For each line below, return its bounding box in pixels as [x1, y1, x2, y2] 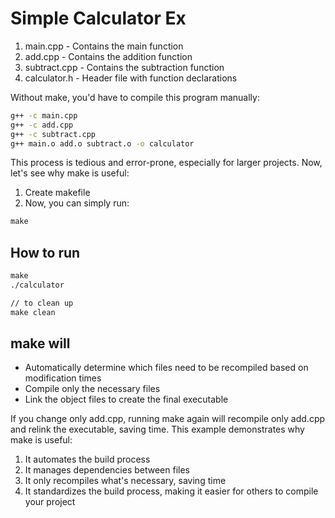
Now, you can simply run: [24, 197, 130, 209]
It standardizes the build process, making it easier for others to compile [24, 485, 319, 497]
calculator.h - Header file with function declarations [24, 72, 238, 84]
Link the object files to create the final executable [24, 393, 229, 406]
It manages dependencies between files [24, 464, 191, 476]
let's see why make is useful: [10, 167, 130, 179]
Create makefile [24, 187, 91, 199]
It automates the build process [24, 453, 151, 466]
